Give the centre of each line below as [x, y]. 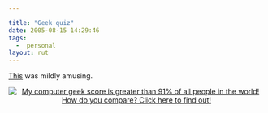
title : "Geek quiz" [41, 23]
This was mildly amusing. [51, 76]
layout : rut [28, 53]
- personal [36, 45]
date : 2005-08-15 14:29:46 [54, 30]
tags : [17, 38]
